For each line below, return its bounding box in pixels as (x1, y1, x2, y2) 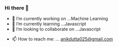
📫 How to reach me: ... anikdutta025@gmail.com (11, 36, 113, 42)
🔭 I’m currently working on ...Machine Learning (11, 16, 108, 22)
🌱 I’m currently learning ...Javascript (11, 21, 87, 27)
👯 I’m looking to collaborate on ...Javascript (11, 26, 101, 32)
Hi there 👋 (4, 4, 29, 11)
